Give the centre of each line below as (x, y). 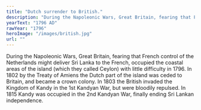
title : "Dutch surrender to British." (54, 12)
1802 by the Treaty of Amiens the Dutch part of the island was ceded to (94, 75)
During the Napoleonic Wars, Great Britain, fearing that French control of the (100, 56)
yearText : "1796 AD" (32, 23)
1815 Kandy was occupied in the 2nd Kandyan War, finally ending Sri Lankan (100, 94)
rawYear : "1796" (26, 28)
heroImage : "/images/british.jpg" (49, 34)
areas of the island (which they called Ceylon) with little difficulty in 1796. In (99, 69)
